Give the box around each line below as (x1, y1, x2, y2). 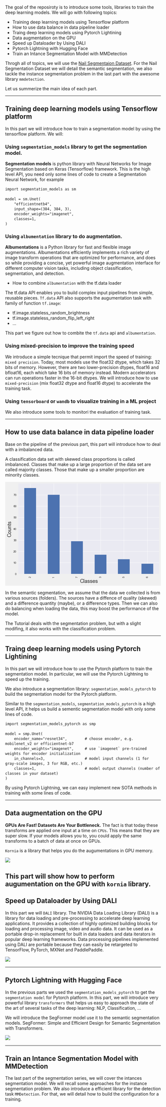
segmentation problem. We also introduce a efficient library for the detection (5, 1086, 161, 1092)
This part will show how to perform (5, 872, 115, 880)
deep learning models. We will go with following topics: (5, 9, 118, 15)
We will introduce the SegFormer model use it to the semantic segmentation (5, 1014, 160, 1021)
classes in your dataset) (5, 771, 58, 776)
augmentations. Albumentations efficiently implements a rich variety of (5, 249, 149, 255)
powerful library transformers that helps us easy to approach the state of (5, 999, 154, 1006)
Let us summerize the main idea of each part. (5, 86, 98, 91)
